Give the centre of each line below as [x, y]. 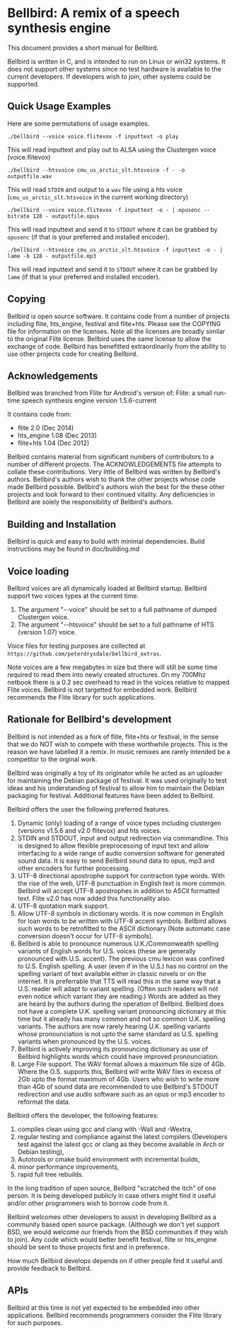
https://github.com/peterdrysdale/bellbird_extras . [84, 653]
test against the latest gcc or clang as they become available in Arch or [121, 1144]
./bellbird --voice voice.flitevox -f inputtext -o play [93, 136]
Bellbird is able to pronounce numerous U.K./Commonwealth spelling [118, 943]
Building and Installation [62, 524]
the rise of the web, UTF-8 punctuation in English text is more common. [122, 883]
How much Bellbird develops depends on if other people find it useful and [115, 1260]
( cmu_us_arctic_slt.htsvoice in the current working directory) [98, 197]
